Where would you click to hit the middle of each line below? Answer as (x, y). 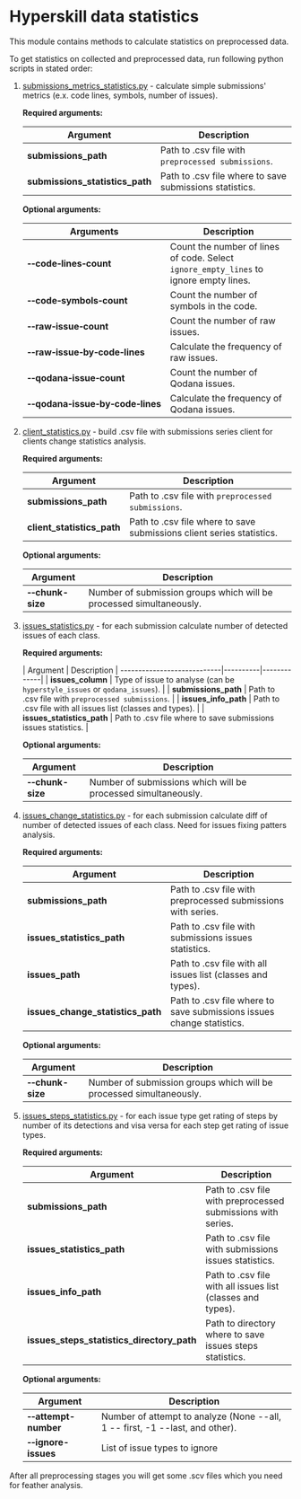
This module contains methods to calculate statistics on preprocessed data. (149, 41)
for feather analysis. (46, 1485)
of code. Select (202, 258)
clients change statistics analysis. (84, 441)
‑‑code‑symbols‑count (77, 300)
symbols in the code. (214, 305)
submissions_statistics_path (89, 181)
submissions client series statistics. (203, 533)
